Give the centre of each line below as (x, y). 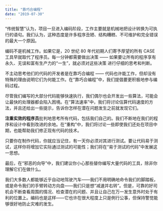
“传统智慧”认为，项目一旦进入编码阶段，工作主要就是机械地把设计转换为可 (79, 28)
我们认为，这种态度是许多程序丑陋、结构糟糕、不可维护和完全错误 (92, 34)
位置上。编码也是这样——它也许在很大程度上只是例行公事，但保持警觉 (83, 197)
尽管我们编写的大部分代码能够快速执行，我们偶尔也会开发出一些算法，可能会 (81, 96)
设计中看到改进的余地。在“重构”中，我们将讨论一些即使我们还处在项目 (83, 124)
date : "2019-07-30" (25, 14)
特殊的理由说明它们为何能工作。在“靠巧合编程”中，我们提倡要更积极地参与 (79, 79)
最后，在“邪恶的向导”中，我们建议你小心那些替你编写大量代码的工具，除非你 (81, 163)
